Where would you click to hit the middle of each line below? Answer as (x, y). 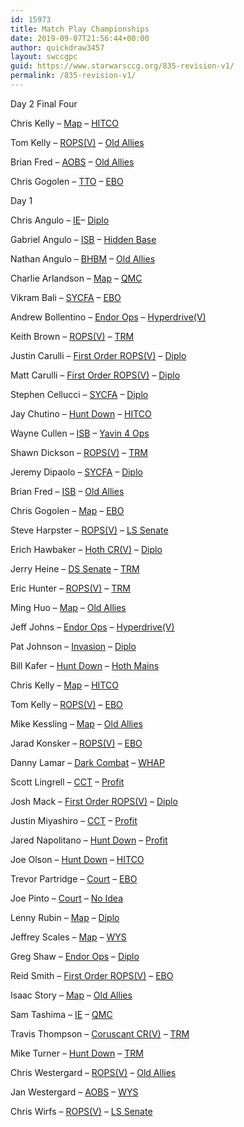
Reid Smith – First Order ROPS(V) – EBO (92, 975)
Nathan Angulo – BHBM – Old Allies (83, 258)
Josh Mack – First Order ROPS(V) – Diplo (94, 801)
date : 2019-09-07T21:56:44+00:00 (80, 38)
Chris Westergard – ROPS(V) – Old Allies (93, 1072)
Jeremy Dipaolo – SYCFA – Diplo (76, 472)
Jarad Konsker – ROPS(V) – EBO (76, 743)
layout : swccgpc (44, 57)
